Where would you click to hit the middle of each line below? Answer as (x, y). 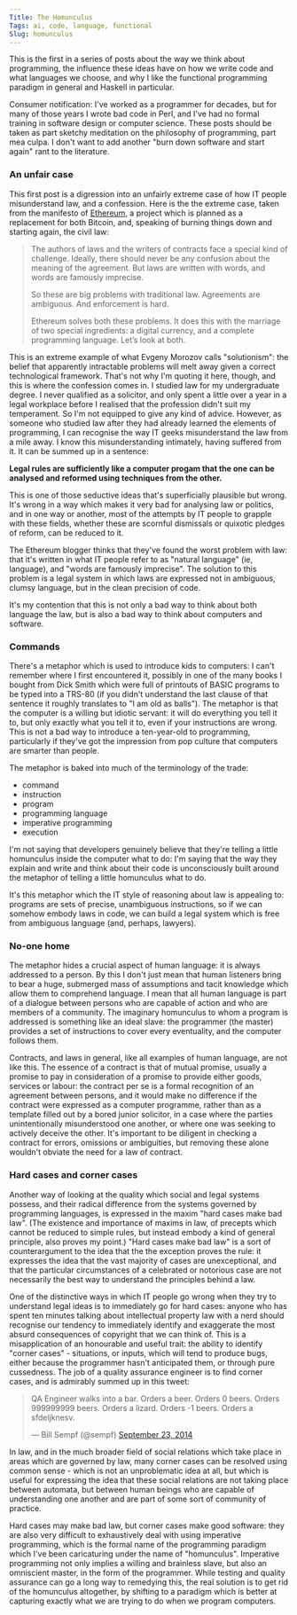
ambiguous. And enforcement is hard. (100, 303)
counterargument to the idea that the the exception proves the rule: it (135, 1250)
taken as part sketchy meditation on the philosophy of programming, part (143, 133)
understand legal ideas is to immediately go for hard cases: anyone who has (148, 1305)
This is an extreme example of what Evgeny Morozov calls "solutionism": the (149, 357)
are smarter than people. (55, 750)
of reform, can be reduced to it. (66, 532)
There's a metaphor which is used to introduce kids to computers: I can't (142, 665)
